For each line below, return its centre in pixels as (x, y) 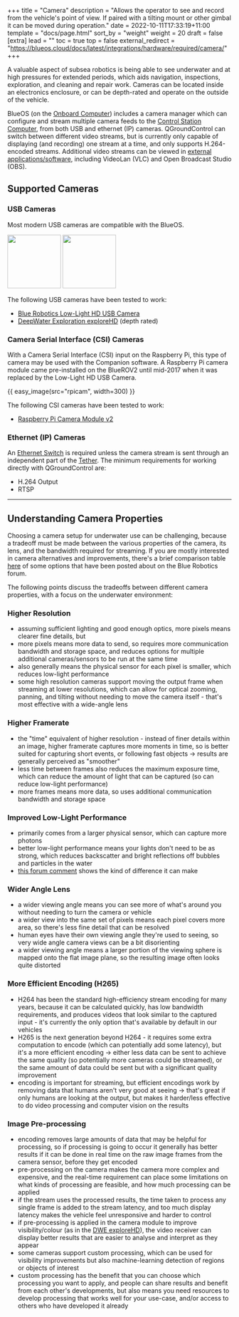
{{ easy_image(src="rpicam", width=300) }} (71, 391)
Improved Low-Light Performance (67, 817)
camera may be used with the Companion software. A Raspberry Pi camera (118, 362)
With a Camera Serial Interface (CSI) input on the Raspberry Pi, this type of (117, 355)
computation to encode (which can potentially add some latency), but (119, 1045)
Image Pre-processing (47, 1123)
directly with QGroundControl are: (57, 468)
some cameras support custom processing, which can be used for (115, 1252)
